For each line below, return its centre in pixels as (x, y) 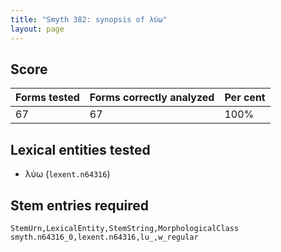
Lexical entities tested (80, 149)
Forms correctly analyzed (152, 98)
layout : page (37, 29)
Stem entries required (80, 205)
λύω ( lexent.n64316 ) (67, 174)
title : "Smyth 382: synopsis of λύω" (89, 19)
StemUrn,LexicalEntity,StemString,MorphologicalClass (125, 228)
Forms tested (47, 98)
